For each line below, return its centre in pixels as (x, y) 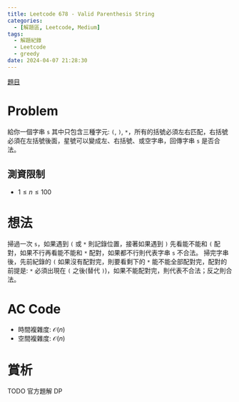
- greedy (27, 54)
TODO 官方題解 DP (35, 391)
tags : (15, 34)
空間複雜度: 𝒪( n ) (41, 338)
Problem (33, 111)
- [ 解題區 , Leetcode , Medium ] (57, 27)
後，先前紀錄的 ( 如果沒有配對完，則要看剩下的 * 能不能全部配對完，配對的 (117, 262)
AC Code (34, 309)
